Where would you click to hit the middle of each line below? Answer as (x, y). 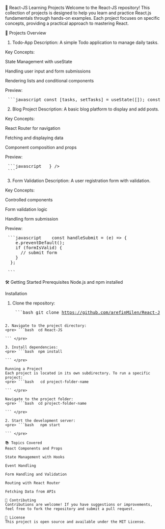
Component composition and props (41, 147)
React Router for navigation (33, 128)
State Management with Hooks (35, 457)
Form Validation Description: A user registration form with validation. (81, 181)
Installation (16, 293)
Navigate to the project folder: (39, 399)
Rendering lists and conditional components (50, 81)
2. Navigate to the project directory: (46, 326)
